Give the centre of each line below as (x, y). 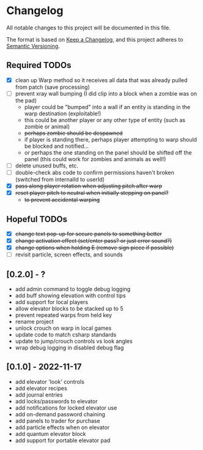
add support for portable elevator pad (63, 440)
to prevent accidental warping (62, 200)
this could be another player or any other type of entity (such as (105, 120)
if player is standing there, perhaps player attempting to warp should (111, 139)
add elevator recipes (41, 388)
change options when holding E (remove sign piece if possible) (94, 248)
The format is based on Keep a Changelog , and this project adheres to (95, 39)
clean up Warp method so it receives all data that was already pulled (101, 80)
